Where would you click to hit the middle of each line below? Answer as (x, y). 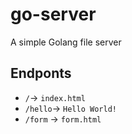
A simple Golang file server (66, 42)
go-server (53, 14)
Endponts (41, 73)
